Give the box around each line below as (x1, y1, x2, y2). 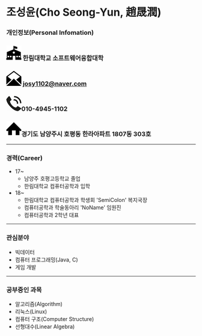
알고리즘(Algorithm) (14, 301, 63, 308)
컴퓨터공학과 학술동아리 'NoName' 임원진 (23, 204, 121, 211)
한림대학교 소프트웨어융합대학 (22, 54, 104, 63)
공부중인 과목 (6, 286, 42, 294)
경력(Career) (6, 154, 43, 162)
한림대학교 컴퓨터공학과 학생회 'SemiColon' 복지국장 (23, 197, 148, 204)
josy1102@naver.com (22, 79, 87, 88)
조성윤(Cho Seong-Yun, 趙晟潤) (6, 5, 162, 19)
